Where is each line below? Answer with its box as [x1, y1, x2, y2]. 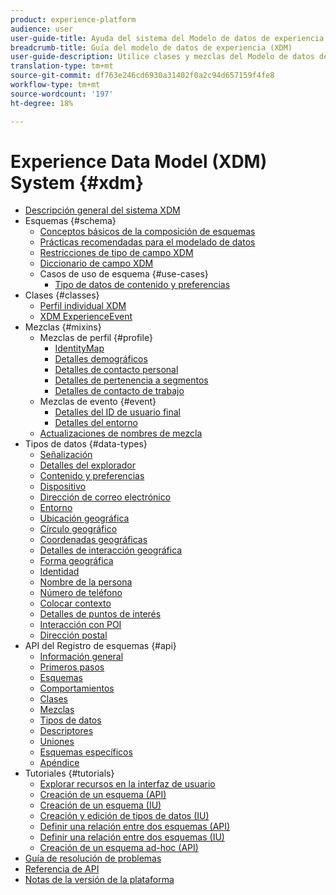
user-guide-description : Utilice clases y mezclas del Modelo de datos [10, 52, 315, 62]
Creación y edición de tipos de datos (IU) [39, 810, 210, 822]
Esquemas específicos [39, 746, 133, 758]
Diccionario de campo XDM [39, 257, 154, 270]
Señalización [39, 449, 93, 461]
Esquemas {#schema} [24, 215, 117, 227]
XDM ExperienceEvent [39, 311, 133, 323]
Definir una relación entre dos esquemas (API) [39, 821, 231, 833]
